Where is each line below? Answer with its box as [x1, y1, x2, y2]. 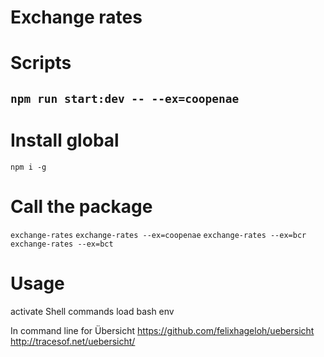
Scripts [10, 52, 72, 75]
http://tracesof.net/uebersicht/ [10, 335, 136, 347]
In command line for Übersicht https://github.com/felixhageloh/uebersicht [10, 324, 315, 336]
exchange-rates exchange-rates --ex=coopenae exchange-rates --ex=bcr [10, 230, 307, 240]
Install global [10, 129, 120, 151]
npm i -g [10, 162, 47, 172]
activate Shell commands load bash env [10, 305, 175, 317]
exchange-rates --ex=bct [10, 239, 114, 249]
